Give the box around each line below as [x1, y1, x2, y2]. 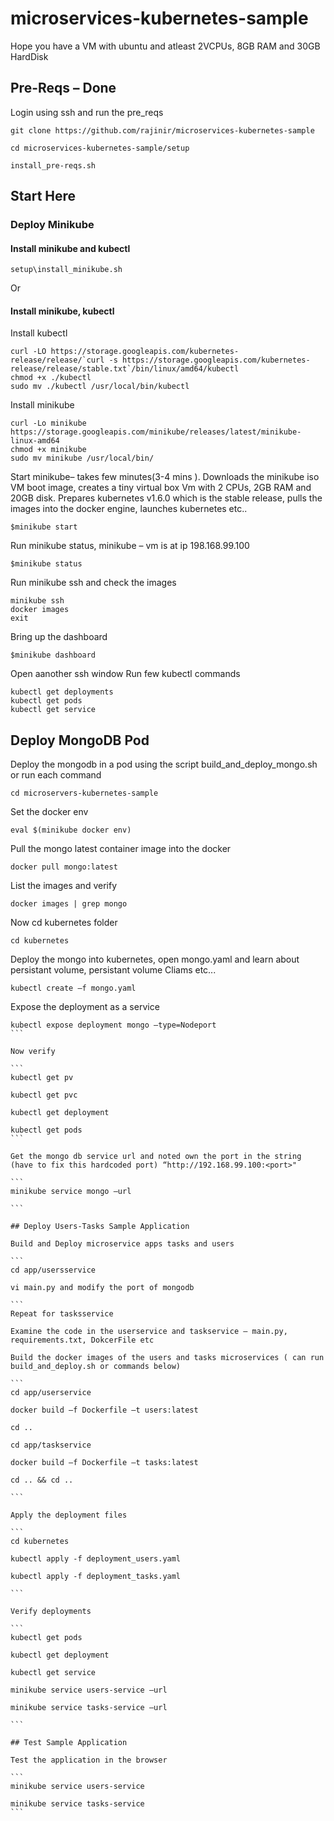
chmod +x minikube [10, 445, 87, 455]
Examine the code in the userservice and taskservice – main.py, [10, 1327, 288, 1337]
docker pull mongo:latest [10, 862, 118, 872]
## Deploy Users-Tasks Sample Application [10, 1222, 190, 1232]
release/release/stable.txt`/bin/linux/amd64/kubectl [10, 364, 240, 374]
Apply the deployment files [10, 1510, 128, 1521]
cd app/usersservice [10, 1265, 97, 1276]
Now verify [10, 1047, 56, 1057]
